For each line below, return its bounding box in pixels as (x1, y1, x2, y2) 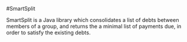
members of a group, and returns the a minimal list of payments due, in (6, 23, 182, 30)
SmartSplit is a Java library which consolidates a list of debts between (6, 17, 179, 23)
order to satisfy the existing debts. (6, 29, 91, 36)
